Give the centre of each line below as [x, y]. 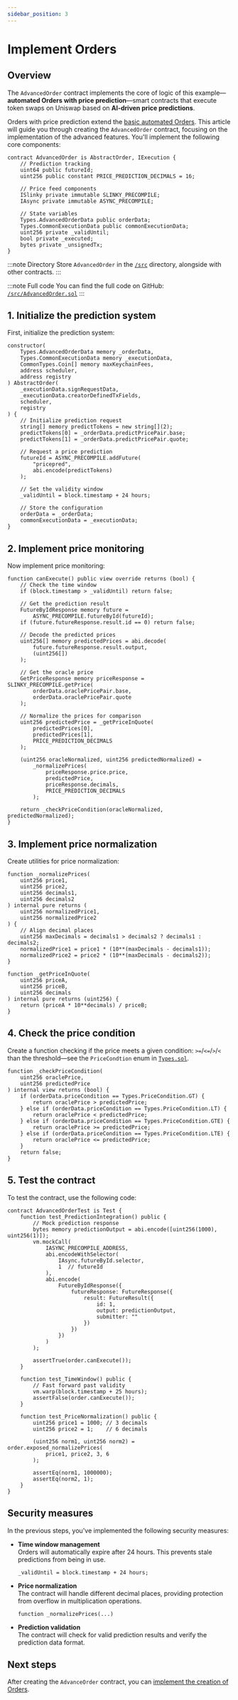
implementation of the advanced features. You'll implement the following [114, 137]
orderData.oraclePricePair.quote [82, 697]
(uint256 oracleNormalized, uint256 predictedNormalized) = [111, 760]
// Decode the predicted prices [68, 635]
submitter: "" [117, 1316]
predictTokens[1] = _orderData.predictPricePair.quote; [105, 439]
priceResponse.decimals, [82, 785]
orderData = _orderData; [57, 514]
